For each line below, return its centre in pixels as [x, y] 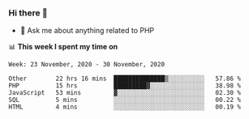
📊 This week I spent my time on [63, 47]
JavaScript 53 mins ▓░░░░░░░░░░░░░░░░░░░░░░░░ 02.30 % [125, 93]
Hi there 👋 [28, 13]
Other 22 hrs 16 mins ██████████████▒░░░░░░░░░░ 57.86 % [125, 79]
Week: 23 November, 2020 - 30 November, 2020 [86, 65]
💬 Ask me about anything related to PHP [87, 31]
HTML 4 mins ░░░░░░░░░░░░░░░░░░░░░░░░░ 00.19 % [125, 107]
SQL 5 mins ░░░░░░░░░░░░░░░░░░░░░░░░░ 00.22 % [125, 100]
